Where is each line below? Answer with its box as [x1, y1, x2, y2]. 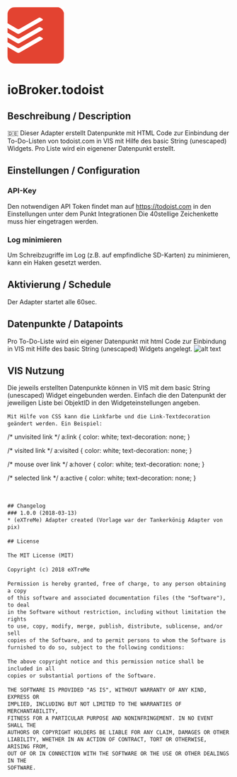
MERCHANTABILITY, [7, 708, 59, 715]
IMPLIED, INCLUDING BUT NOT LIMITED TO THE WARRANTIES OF [7, 701, 182, 708]
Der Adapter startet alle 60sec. [7, 297, 98, 306]
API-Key [7, 186, 37, 196]
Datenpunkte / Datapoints [7, 318, 124, 330]
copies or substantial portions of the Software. [7, 672, 157, 679]
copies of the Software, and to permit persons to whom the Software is [7, 637, 226, 644]
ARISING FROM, [7, 743, 50, 750]
